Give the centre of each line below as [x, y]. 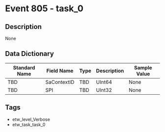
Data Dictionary [29, 54]
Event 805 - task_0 [44, 9]
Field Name [60, 71]
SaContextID [60, 82]
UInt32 [104, 90]
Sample [143, 68]
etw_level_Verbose [31, 119]
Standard [24, 68]
